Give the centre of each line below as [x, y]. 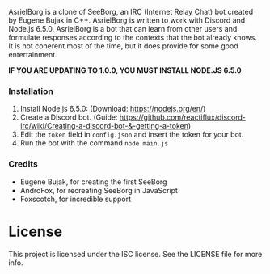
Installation [31, 91]
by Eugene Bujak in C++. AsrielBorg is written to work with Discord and [127, 20]
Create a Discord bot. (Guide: [69, 117]
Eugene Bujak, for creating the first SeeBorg [93, 182]
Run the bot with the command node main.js [94, 143]
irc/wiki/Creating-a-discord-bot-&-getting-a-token [104, 126]
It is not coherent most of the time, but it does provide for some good [123, 46]
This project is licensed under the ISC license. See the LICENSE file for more [135, 254]
